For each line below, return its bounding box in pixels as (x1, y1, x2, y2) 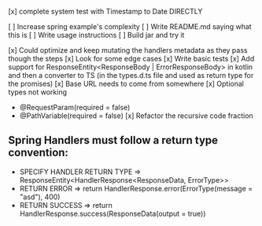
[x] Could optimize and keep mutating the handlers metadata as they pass (8, 46, 248, 54)
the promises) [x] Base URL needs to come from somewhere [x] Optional (8, 79, 244, 88)
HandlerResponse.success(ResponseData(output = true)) (19, 209, 206, 218)
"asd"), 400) (19, 192, 61, 202)
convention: (8, 146, 69, 160)
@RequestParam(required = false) (19, 102, 131, 112)
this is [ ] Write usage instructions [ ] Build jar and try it (8, 31, 185, 39)
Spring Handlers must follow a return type (8, 134, 219, 147)
